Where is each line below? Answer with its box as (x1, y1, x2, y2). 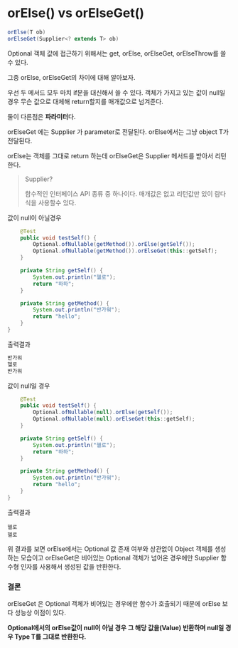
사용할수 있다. (38, 198, 77, 207)
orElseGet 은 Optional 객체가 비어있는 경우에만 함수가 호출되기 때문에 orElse (7, 600, 221, 608)
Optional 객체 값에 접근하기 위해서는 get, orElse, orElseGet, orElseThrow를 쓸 (7, 48, 227, 58)
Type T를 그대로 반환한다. (14, 632, 87, 641)
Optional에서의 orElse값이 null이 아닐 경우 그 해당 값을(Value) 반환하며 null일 (7, 624, 225, 632)
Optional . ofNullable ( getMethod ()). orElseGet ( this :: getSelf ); (33, 247, 218, 254)
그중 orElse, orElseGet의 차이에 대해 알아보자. (7, 73, 136, 81)
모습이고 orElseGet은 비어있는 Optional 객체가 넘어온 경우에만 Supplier (20, 553, 220, 562)
